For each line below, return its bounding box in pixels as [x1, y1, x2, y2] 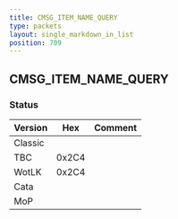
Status [9, 98, 38, 110]
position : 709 [9, 38, 63, 48]
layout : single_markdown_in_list [9, 30, 134, 39]
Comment [93, 121, 137, 134]
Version [13, 121, 48, 134]
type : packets [9, 22, 63, 31]
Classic [13, 136, 45, 149]
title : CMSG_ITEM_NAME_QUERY [9, 13, 118, 22]
